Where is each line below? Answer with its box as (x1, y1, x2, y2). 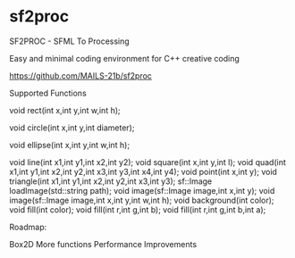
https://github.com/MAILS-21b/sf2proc (9, 70, 152, 81)
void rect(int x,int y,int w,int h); (9, 104, 121, 115)
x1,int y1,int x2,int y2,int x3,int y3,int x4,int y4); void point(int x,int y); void (9, 166, 277, 177)
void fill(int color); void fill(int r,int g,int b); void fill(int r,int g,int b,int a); (9, 204, 266, 215)
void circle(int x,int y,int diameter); (9, 122, 135, 133)
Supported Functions (9, 87, 87, 98)
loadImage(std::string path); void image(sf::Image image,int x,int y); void (9, 185, 275, 196)
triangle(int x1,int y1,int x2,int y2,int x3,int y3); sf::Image (9, 176, 213, 187)
